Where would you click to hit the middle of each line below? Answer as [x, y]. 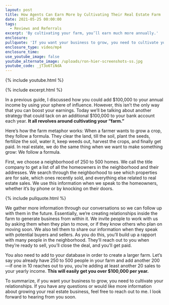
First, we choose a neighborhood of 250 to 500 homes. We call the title [79, 162]
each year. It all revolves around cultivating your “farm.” [65, 121]
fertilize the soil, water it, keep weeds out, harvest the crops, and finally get [83, 142]
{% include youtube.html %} [34, 80]
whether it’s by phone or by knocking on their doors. [59, 188]
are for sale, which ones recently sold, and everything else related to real [81, 178]
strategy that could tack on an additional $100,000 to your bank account [80, 116]
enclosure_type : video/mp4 [33, 47]
